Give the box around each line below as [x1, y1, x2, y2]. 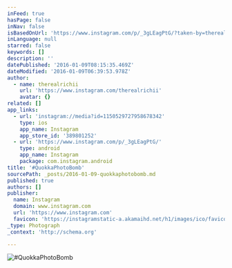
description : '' [7, 55, 54, 62]
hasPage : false [7, 17, 51, 23]
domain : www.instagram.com [13, 203, 91, 210]
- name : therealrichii [13, 81, 79, 88]
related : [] [7, 100, 41, 107]
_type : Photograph [7, 222, 60, 229]
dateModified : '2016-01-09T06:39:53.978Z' [7, 68, 131, 75]
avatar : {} [19, 94, 51, 101]
